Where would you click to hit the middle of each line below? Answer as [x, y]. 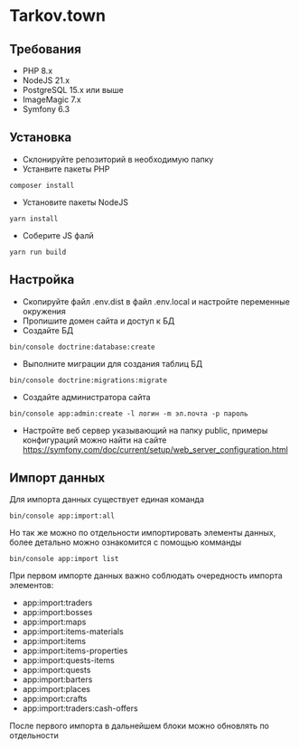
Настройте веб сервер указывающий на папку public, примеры [145, 430]
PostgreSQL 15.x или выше [73, 90]
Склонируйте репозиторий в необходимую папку [118, 159]
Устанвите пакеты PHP [66, 169]
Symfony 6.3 [46, 109]
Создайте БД [48, 330]
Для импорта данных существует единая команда [107, 500]
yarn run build [38, 252]
